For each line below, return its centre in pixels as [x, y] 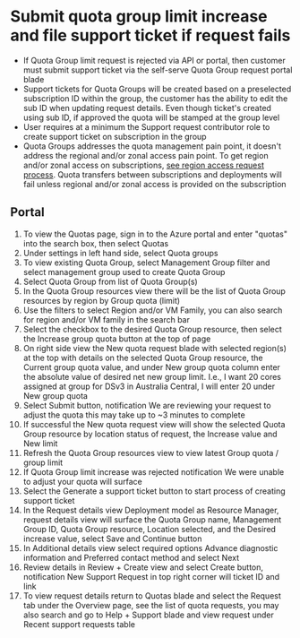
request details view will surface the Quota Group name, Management [152, 519]
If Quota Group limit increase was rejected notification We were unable [154, 471]
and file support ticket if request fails [150, 35]
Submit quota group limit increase [139, 17]
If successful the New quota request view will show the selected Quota [154, 424]
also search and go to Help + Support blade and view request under [148, 615]
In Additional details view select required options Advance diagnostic [150, 547]
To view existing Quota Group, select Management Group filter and [146, 263]
